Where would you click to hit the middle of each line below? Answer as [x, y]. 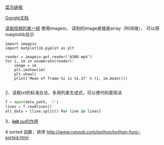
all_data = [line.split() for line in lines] [53, 111]
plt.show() [25, 74]
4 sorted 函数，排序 [25, 132]
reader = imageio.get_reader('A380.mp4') [49, 57]
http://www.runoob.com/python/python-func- [93, 132]
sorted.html [17, 137]
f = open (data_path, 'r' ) [32, 102]
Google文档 [17, 18]
